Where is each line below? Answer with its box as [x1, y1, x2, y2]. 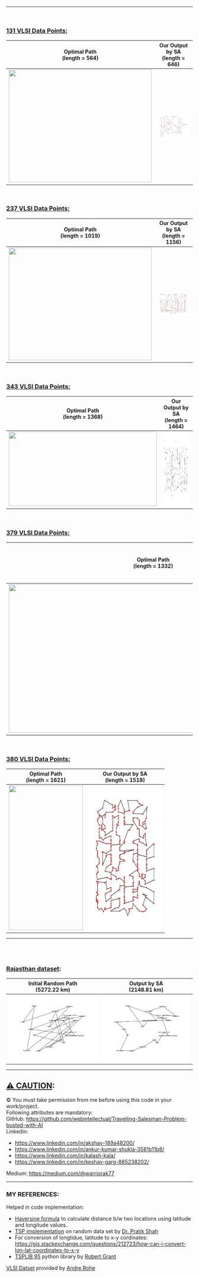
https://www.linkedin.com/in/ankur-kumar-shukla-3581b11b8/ [14, 1146, 165, 1153]
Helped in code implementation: [6, 1203, 84, 1211]
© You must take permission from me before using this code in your [6, 1097, 172, 1104]
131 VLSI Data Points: [6, 26, 68, 34]
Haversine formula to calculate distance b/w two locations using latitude [14, 1215, 191, 1222]
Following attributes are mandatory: [6, 1109, 93, 1116]
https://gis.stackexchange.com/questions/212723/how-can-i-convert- [14, 1240, 187, 1247]
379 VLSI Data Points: [6, 528, 70, 537]
